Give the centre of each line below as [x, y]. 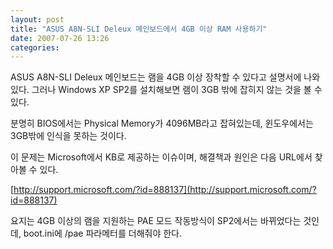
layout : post [37, 19]
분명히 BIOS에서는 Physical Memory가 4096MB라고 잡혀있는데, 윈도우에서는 [162, 123]
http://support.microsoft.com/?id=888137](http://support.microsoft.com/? [165, 190]
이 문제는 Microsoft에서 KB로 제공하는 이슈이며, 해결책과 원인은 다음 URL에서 [161, 157]
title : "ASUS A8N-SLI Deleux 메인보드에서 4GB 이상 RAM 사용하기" [139, 29]
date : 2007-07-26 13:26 [60, 38]
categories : [35, 47]
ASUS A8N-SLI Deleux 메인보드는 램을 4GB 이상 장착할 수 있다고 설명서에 [156, 77]
